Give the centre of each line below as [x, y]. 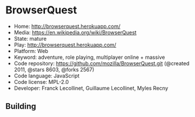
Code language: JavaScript [47, 76]
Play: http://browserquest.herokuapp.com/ [65, 45]
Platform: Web [31, 51]
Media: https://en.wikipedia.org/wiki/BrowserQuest [75, 32]
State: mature [30, 38]
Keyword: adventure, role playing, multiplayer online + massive [89, 57]
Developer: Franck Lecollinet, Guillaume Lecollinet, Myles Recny [91, 88]
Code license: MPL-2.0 [41, 81]
